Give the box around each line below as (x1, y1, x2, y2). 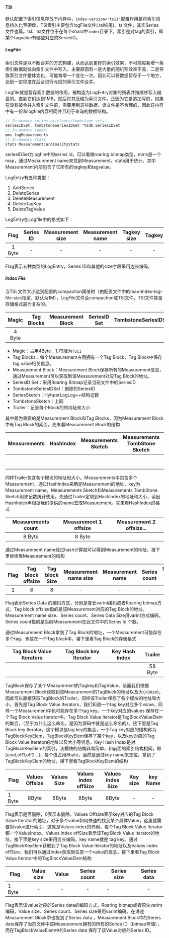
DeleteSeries (12, 190, 39, 196)
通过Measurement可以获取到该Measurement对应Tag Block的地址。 (12, 373, 152, 379)
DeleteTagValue (12, 206, 45, 212)
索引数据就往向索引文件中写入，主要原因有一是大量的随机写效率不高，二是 (5, 66, 159, 72)
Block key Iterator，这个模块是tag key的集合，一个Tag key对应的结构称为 (5, 727, 157, 733)
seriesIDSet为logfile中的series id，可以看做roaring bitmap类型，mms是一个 (5, 151, 161, 158)
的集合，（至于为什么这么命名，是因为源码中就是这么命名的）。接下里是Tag (5, 720, 158, 727)
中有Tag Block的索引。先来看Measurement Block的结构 (5, 422, 120, 428)
